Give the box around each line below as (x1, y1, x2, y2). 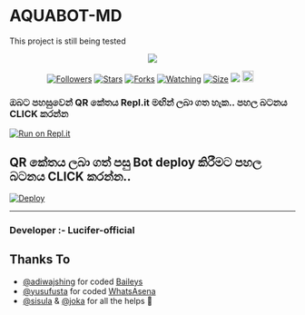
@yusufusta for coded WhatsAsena (22, 285, 156, 296)
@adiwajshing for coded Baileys (22, 276, 143, 287)
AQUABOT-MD (9, 5, 123, 26)
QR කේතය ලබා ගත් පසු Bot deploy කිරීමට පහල (9, 154, 261, 170)
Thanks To (9, 251, 71, 268)
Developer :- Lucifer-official (9, 223, 135, 236)
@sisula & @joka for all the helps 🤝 (22, 295, 152, 306)
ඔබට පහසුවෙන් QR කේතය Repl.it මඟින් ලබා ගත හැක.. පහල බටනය (9, 96, 288, 109)
